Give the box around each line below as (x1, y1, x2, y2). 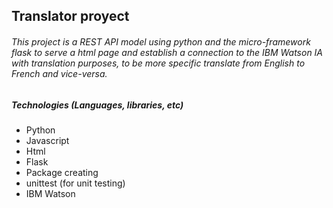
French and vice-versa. (11, 67, 108, 79)
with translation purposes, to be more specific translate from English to (11, 57, 306, 69)
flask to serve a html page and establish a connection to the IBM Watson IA (11, 46, 324, 58)
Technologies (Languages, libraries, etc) (11, 99, 184, 111)
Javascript (25, 134, 70, 146)
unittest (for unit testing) (25, 177, 126, 189)
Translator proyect (11, 8, 130, 25)
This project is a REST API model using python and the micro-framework (11, 35, 311, 48)
